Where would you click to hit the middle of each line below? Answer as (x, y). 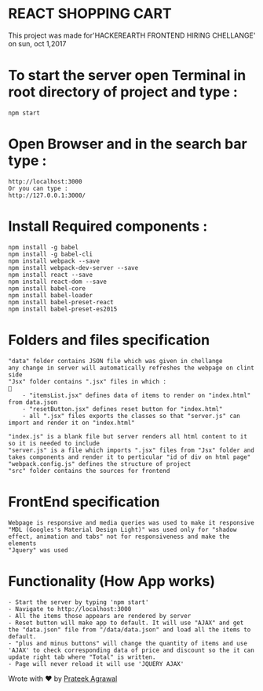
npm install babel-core (47, 288)
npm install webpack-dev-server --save (73, 267)
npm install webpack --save (54, 261)
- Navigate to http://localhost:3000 (70, 609)
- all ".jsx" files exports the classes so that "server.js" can (131, 416)
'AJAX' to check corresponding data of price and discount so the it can (131, 650)
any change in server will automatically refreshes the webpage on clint (131, 368)
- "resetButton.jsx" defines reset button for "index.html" (122, 409)
